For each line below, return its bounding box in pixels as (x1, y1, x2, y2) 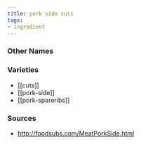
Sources (7, 113, 36, 123)
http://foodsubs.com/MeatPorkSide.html (17, 129, 135, 137)
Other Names (7, 46, 54, 56)
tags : (7, 17, 23, 24)
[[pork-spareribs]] (17, 96, 70, 104)
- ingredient (7, 23, 46, 30)
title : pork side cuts (7, 10, 74, 17)
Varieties (7, 65, 39, 75)
